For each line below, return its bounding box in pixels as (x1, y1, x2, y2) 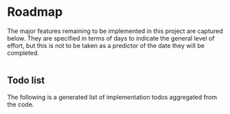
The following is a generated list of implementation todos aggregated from (7, 93, 218, 101)
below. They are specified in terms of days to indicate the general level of (7, 34, 215, 42)
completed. (7, 49, 39, 57)
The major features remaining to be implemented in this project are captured (7, 27, 223, 35)
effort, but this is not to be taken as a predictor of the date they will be (7, 41, 205, 49)
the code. (7, 100, 34, 109)
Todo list (7, 75, 45, 87)
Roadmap (7, 4, 63, 20)
